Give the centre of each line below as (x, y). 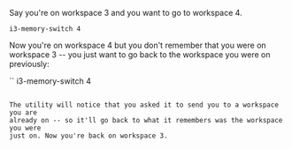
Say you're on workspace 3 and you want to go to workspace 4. (126, 13)
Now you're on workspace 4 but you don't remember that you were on (138, 45)
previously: (30, 64)
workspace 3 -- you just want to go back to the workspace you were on (140, 55)
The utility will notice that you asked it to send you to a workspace (144, 105)
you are (23, 113)
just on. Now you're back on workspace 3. (88, 136)
